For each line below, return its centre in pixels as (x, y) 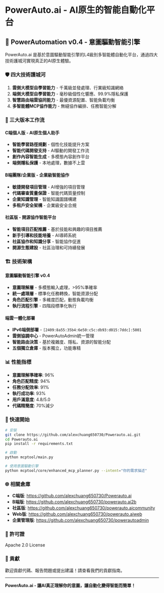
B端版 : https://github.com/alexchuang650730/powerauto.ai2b (74, 502)
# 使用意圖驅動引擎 (22, 466)
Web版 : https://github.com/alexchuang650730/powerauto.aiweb (77, 514)
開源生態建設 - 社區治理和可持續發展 (49, 247)
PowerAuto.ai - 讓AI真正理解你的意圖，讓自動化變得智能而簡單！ (70, 585)
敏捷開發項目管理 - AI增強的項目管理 (49, 187)
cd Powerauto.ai (21, 439)
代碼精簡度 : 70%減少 (33, 406)
